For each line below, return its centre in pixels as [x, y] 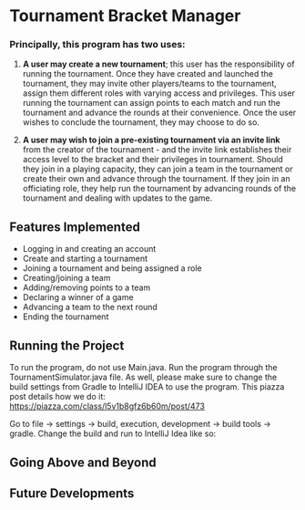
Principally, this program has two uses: [97, 45]
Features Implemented [75, 227]
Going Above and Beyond [83, 462]
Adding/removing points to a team [86, 287]
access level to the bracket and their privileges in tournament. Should [153, 160]
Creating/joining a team [66, 278]
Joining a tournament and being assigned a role [112, 268]
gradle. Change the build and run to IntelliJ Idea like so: [113, 433]
